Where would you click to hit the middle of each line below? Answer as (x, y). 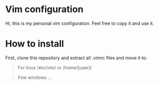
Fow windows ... (35, 77)
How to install (35, 44)
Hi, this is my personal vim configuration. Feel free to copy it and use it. (80, 23)
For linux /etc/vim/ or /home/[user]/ (55, 67)
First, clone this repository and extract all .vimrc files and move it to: (76, 58)
